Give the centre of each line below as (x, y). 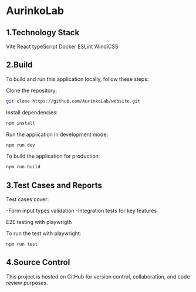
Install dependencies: (32, 112)
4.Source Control (38, 262)
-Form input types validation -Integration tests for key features (82, 211)
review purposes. (27, 283)
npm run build (23, 167)
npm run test (22, 245)
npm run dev (21, 145)
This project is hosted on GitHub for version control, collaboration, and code (98, 276)
